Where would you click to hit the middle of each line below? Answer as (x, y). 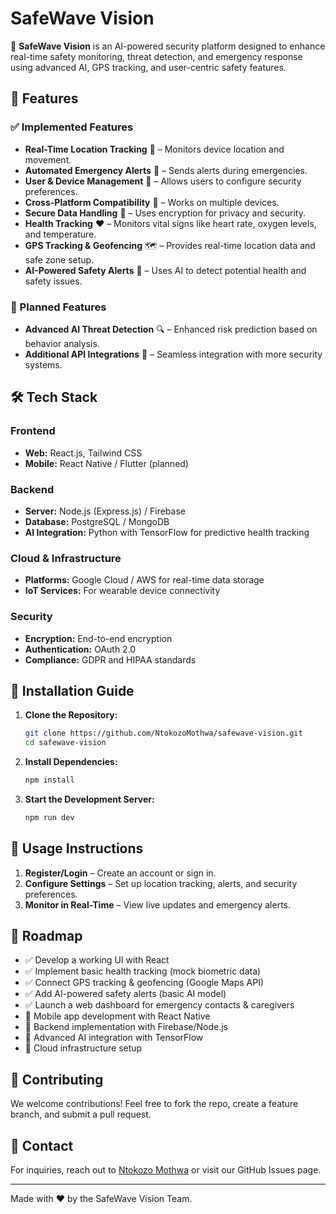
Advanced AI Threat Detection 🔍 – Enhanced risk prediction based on (171, 329)
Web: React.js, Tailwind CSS (83, 453)
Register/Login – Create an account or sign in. (120, 873)
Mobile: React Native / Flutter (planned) (106, 463)
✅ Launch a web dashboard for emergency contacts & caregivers (159, 1005)
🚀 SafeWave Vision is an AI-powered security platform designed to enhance (168, 46)
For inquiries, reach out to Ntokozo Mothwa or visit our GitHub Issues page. (166, 1170)
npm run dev (49, 817)
